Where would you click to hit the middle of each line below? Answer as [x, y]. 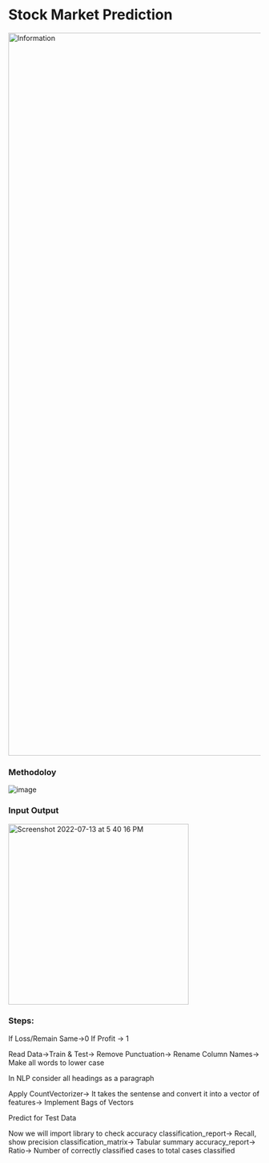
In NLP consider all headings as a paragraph [81, 1078]
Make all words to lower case [56, 1063]
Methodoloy [32, 772]
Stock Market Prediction [90, 15]
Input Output [34, 810]
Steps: [21, 1021]
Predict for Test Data [42, 1117]
